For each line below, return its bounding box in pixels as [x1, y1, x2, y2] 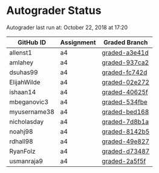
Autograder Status [6, 4, 102, 18]
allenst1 [9, 48, 32, 56]
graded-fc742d [102, 68, 148, 76]
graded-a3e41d [102, 48, 149, 56]
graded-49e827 [102, 137, 150, 146]
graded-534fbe [102, 98, 148, 106]
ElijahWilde [9, 78, 41, 86]
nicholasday [9, 117, 44, 126]
